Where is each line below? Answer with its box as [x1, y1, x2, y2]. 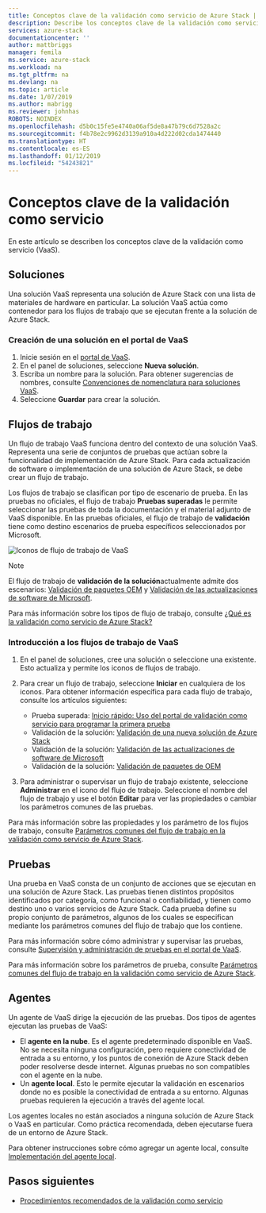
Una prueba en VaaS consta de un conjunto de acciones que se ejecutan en [8, 879, 256, 888]
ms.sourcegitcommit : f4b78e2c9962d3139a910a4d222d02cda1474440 [8, 129, 222, 137]
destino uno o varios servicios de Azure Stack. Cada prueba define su [8, 904, 237, 914]
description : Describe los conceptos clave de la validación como [8, 19, 232, 27]
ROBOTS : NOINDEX [8, 115, 62, 123]
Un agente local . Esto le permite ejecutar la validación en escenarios [19, 1078, 245, 1088]
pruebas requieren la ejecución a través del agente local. [19, 1095, 206, 1105]
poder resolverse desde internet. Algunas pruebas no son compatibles [19, 1061, 251, 1071]
